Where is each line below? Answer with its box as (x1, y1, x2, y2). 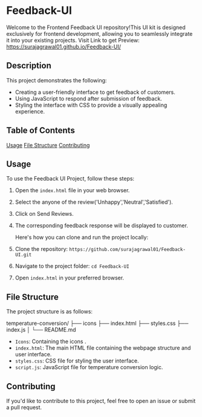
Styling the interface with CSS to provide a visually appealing (15, 101, 168, 108)
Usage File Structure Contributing (6, 141, 90, 148)
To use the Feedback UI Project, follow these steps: (6, 175, 135, 182)
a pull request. (6, 404, 42, 411)
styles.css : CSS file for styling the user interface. (15, 357, 139, 364)
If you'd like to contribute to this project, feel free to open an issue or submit (6, 398, 196, 404)
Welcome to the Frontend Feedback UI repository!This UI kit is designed (6, 24, 186, 31)
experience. (15, 107, 45, 115)
